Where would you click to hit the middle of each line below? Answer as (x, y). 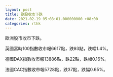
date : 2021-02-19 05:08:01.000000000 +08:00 (52, 19)
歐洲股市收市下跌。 (25, 38)
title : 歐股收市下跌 (24, 14)
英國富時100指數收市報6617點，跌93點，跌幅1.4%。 (58, 49)
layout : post (19, 10)
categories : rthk (23, 23)
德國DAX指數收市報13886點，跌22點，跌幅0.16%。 (57, 59)
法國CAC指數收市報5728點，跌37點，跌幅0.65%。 (56, 70)
